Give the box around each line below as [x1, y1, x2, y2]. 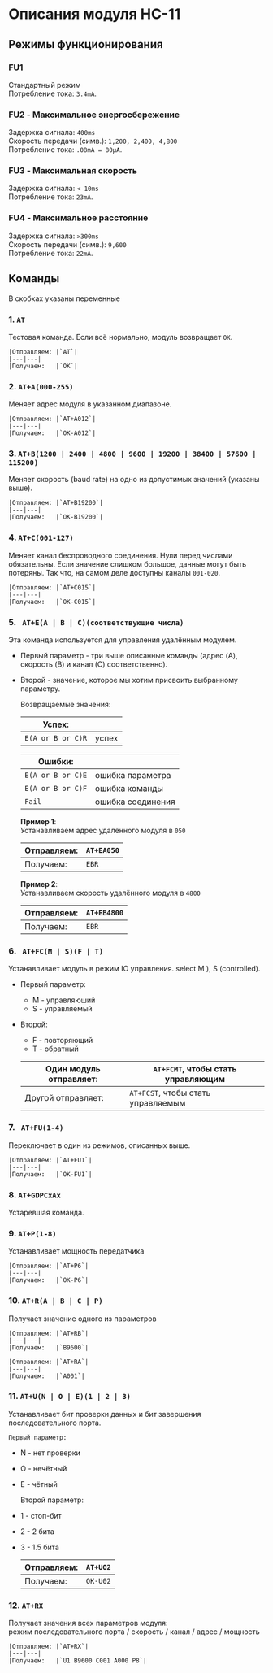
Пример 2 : [19, 880, 58, 889]
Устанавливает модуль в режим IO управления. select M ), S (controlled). [8, 964, 261, 974]
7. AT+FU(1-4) [8, 1122, 64, 1133]
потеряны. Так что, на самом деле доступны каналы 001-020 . [8, 567, 221, 577]
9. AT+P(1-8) [8, 1228, 57, 1239]
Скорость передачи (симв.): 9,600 [8, 239, 128, 249]
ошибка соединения [94, 796, 176, 807]
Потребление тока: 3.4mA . [8, 89, 97, 98]
